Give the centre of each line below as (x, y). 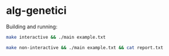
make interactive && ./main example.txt (56, 37)
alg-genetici (37, 11)
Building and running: (32, 27)
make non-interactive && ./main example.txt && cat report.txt (85, 47)
